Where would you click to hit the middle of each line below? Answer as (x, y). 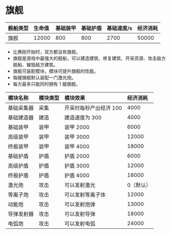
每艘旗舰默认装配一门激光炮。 (44, 77)
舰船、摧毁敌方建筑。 (35, 64)
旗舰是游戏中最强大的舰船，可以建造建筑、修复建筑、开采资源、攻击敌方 (89, 58)
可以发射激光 (80, 185)
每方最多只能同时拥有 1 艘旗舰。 (46, 84)
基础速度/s (119, 28)
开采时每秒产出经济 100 (93, 107)
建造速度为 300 (83, 117)
